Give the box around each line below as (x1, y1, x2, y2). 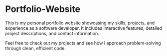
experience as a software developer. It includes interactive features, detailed (5, 25, 163, 31)
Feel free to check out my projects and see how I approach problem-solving (5, 40, 161, 46)
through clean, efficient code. (5, 45, 66, 51)
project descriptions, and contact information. (5, 30, 100, 36)
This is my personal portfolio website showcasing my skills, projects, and (5, 20, 155, 26)
